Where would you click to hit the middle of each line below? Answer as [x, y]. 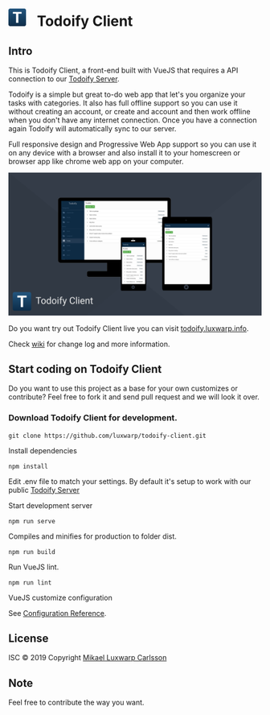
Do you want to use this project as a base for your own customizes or [123, 388]
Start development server [51, 505]
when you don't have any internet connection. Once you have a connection [133, 120]
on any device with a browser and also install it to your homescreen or [125, 153]
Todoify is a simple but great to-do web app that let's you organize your [127, 94]
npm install [28, 466]
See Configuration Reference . [57, 613]
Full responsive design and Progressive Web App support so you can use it [133, 144]
